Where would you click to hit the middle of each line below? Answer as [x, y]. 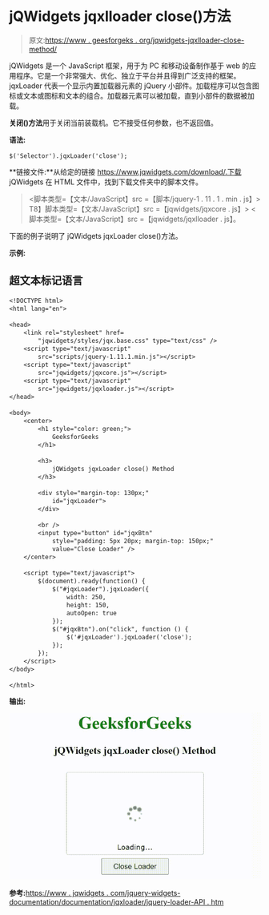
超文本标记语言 [46, 281]
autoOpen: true [91, 613]
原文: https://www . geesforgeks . [83, 40]
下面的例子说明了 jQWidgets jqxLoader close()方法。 [96, 236]
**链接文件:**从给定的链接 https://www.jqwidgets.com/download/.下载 [125, 171]
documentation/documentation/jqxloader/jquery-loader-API [107, 902]
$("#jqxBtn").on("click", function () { [120, 629]
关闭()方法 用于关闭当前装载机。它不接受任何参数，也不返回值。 [114, 123]
